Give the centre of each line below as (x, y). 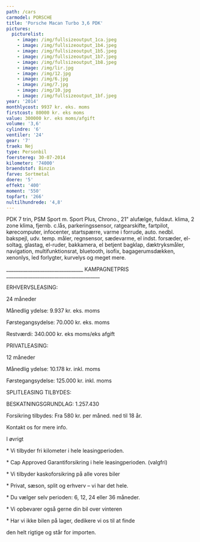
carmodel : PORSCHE (29, 17)
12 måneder (21, 357)
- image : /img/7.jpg (43, 85)
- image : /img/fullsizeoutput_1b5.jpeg (67, 51)
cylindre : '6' (24, 129)
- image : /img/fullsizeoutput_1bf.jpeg (67, 96)
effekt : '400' (24, 185)
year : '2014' (23, 101)
